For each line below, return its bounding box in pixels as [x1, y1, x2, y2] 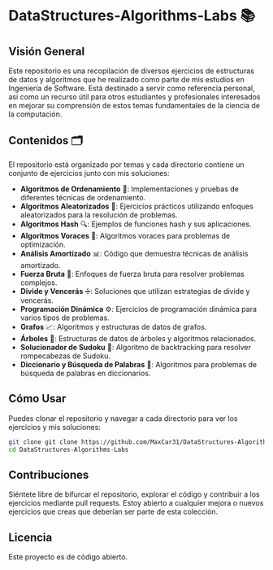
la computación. [8, 109, 63, 119]
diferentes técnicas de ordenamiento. [19, 192, 146, 202]
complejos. [19, 278, 58, 287]
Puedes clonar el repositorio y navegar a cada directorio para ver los [8, 413, 238, 423]
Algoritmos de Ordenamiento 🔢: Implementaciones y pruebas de [19, 184, 240, 194]
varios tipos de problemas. [19, 313, 110, 322]
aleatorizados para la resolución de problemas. [19, 209, 178, 220]
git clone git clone [8, 437, 79, 446]
